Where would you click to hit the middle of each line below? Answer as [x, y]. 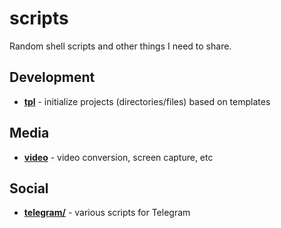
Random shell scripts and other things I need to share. [120, 46]
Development [52, 77]
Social [29, 188]
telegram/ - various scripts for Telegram [107, 213]
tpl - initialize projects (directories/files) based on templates [147, 101]
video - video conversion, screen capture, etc [118, 157]
